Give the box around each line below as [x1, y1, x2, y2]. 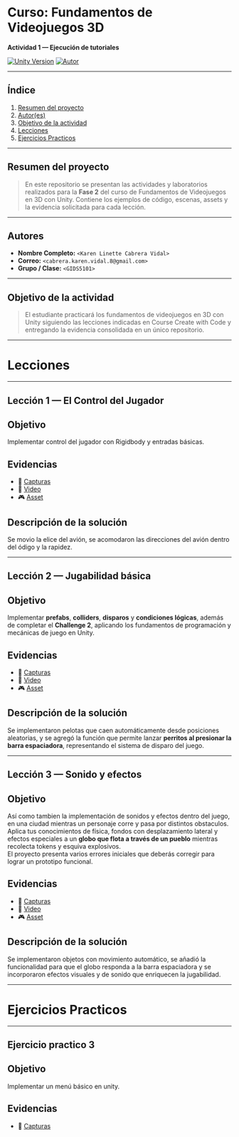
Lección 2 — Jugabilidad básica [7, 570, 152, 582]
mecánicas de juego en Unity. [7, 629, 95, 637]
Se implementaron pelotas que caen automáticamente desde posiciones [7, 726, 219, 734]
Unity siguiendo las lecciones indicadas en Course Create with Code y [24, 318, 231, 327]
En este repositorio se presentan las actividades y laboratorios [24, 180, 208, 188]
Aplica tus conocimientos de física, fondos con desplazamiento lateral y [7, 827, 218, 835]
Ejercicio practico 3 [7, 1039, 95, 1051]
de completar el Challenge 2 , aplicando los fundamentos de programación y [7, 621, 231, 630]
